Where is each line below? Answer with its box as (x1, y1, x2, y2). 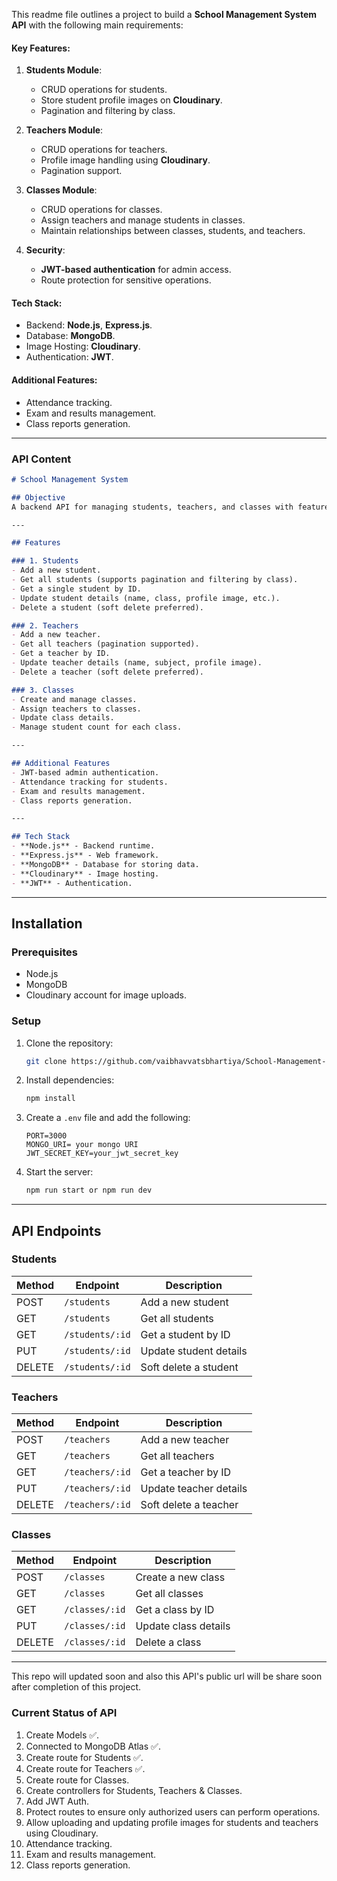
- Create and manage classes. (11, 694, 138, 704)
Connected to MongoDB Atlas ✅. (25, 1740, 161, 1752)
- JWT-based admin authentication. (11, 767, 160, 778)
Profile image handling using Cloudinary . (40, 154, 211, 166)
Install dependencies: (25, 1074, 115, 1086)
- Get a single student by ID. (11, 584, 142, 594)
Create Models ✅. (25, 1729, 100, 1741)
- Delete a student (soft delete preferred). (11, 602, 204, 613)
